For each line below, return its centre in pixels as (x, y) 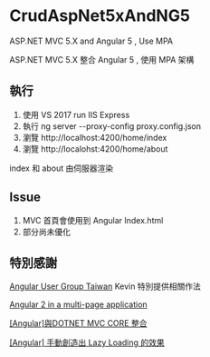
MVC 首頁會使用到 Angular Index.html (93, 220)
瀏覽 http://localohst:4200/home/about (95, 149)
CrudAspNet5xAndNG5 (100, 16)
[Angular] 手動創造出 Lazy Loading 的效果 (87, 342)
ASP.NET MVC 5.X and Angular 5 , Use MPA (91, 41)
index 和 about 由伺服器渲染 (62, 168)
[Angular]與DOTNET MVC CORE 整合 (78, 323)
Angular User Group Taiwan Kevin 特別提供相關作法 (105, 286)
